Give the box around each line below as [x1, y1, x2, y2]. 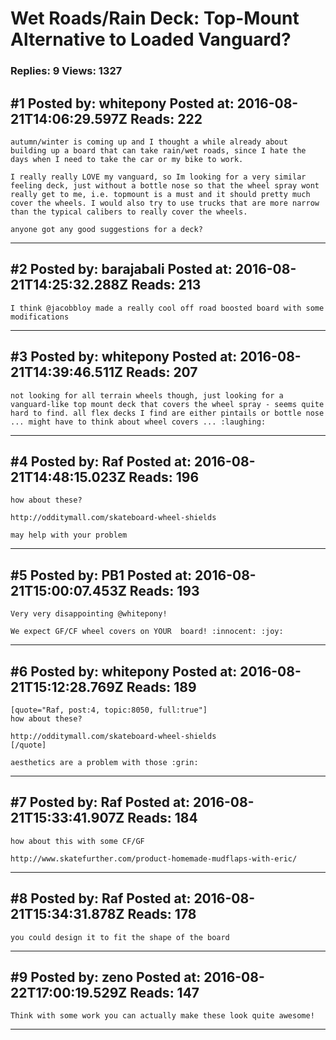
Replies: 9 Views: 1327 [10, 64, 123, 78]
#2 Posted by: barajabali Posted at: [10, 261, 233, 278]
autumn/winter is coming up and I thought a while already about [10, 137, 288, 147]
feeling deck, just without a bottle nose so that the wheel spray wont [10, 180, 320, 191]
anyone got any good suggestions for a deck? [10, 224, 203, 234]
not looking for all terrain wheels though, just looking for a [10, 390, 284, 401]
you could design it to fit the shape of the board [10, 932, 230, 942]
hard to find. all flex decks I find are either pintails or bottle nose [10, 408, 325, 418]
